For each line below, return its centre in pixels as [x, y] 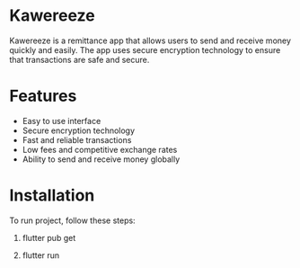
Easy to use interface [62, 121]
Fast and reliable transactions [77, 139]
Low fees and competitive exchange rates [100, 149]
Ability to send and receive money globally [101, 159]
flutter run [41, 255]
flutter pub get [49, 237]
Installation [52, 196]
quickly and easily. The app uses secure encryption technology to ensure [145, 49]
